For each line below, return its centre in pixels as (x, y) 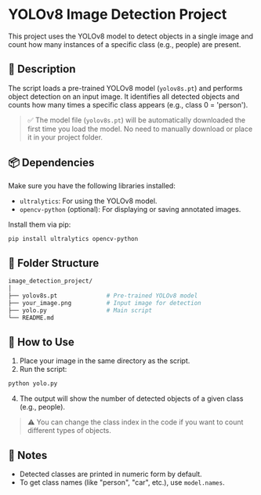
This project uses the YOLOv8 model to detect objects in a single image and (130, 36)
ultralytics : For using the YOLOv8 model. (88, 201)
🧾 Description (42, 69)
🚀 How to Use (41, 342)
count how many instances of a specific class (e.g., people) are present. (125, 44)
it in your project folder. (65, 137)
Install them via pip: (40, 224)
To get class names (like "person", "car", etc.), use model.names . (122, 482)
